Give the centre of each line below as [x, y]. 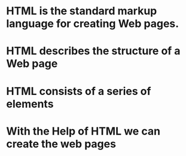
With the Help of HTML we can [83, 131]
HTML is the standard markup [82, 11]
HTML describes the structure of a [93, 51]
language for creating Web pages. [93, 24]
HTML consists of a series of [79, 91]
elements [30, 104]
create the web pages [61, 144]
